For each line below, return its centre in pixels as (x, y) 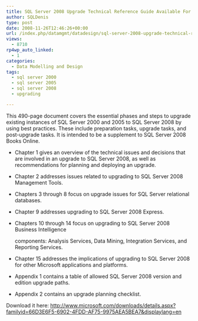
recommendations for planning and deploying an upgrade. (85, 165)
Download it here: (27, 305)
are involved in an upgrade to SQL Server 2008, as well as (85, 158)
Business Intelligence (40, 229)
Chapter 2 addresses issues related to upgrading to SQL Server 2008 (99, 176)
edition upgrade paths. (42, 282)
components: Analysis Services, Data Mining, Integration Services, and (101, 241)
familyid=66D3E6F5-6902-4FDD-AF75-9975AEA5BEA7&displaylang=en (94, 312)
